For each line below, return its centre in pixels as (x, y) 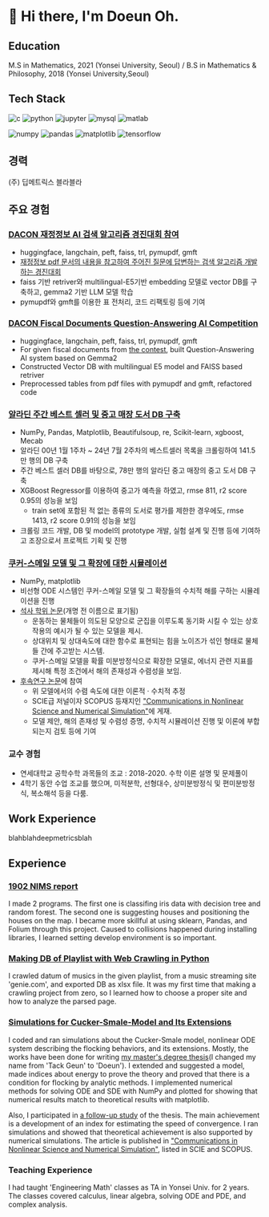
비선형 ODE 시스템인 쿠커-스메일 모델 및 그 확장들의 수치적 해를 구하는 (129, 591)
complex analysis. (38, 1204)
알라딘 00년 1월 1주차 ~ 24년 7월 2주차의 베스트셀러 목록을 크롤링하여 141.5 (138, 450)
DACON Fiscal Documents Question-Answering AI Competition (133, 323)
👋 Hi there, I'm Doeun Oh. (94, 16)
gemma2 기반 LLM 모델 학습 (88, 292)
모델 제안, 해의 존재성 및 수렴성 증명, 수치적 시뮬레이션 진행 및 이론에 (139, 721)
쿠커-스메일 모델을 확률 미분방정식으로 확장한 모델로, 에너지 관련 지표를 (143, 661)
